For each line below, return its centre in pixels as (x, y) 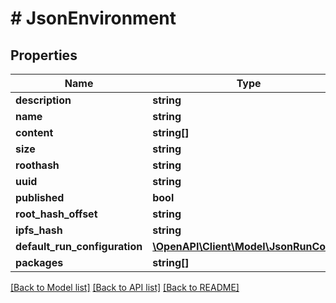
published (40, 197)
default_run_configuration (79, 246)
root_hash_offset (56, 214)
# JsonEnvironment (93, 18)
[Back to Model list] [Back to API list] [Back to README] (125, 287)
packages (39, 262)
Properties (44, 55)
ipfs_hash (39, 230)
